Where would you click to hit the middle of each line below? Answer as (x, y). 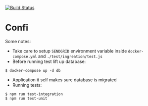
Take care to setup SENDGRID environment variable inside (70, 51)
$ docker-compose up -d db (33, 70)
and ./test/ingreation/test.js (70, 56)
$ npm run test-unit (26, 98)
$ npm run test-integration (34, 94)
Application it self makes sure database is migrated (64, 80)
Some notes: (18, 41)
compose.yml (25, 56)
